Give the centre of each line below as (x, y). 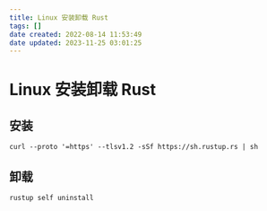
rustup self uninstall (52, 198)
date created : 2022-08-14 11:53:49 (76, 34)
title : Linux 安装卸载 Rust (59, 18)
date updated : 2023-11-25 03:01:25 (76, 43)
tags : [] (26, 26)
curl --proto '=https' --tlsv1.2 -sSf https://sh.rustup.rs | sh (133, 147)
